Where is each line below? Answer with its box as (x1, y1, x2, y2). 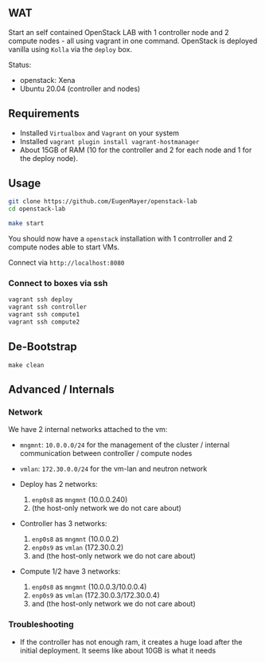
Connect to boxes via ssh (8, 277, 108, 288)
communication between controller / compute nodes (19, 449, 193, 458)
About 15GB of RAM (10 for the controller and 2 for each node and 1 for (19, 145, 252, 155)
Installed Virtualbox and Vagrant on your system (19, 127, 180, 138)
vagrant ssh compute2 (8, 318, 80, 326)
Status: (8, 60, 32, 69)
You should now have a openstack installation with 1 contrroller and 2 (8, 234, 233, 244)
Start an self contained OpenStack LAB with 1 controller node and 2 (8, 27, 229, 37)
